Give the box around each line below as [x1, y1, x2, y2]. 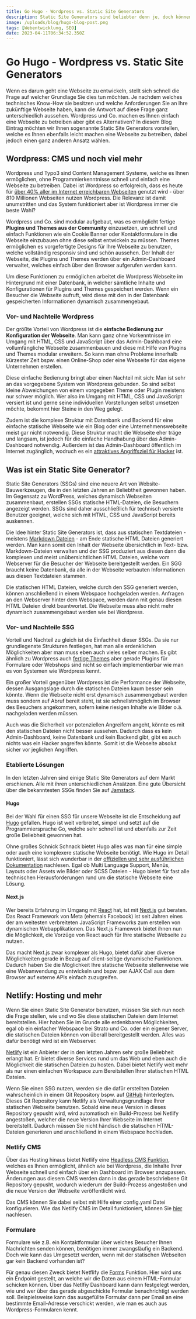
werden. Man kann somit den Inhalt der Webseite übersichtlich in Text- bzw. [6, 541, 189, 548]
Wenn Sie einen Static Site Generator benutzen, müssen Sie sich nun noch [6, 1006, 185, 1013]
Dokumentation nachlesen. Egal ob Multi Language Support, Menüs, [6, 861, 170, 869]
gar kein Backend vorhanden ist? [6, 1258, 85, 1265]
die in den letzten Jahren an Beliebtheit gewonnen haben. [47, 486, 187, 493]
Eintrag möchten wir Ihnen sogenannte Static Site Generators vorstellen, [6, 125, 180, 132]
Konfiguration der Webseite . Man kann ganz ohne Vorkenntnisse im [6, 332, 171, 339]
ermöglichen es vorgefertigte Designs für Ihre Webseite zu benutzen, [6, 243, 173, 250]
